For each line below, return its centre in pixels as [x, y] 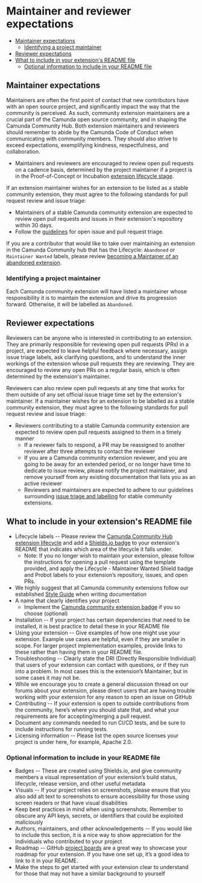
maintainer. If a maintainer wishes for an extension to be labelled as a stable [100, 401]
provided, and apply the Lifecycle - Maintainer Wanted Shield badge [109, 568]
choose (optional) [46, 613]
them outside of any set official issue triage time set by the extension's [94, 394]
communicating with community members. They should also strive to [92, 138]
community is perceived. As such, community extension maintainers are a [98, 112]
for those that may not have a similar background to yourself [90, 873]
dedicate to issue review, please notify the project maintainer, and [106, 471]
